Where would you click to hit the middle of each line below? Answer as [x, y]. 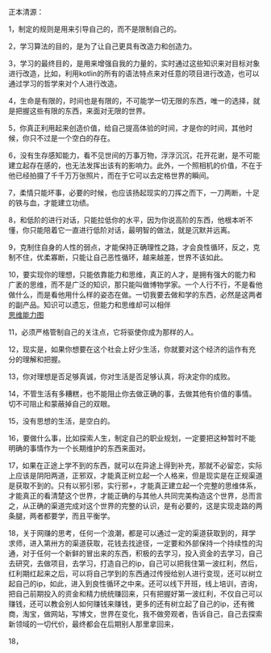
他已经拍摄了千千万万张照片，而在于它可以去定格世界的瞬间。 [111, 175]
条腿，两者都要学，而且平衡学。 [61, 516]
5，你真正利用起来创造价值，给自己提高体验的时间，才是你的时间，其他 [127, 128]
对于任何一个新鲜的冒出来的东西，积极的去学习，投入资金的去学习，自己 [142, 553]
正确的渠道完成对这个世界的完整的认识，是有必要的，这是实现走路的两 [146, 506]
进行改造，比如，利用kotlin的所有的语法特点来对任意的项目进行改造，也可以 [134, 74]
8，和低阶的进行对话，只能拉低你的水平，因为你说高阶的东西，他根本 [124, 220]
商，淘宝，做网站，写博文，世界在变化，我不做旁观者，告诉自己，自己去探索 [135, 614]
